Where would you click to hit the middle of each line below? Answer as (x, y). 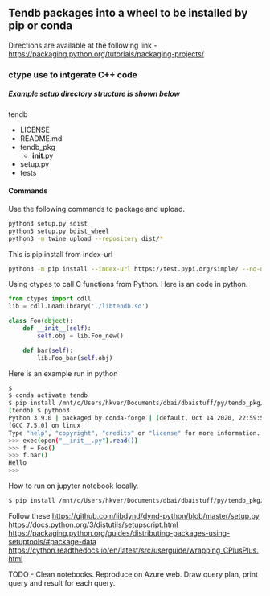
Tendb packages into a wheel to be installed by (128, 13)
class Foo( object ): (41, 321)
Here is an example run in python (63, 373)
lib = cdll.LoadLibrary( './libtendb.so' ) (79, 306)
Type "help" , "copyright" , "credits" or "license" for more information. (135, 433)
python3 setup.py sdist (48, 223)
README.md (41, 138)
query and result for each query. (62, 582)
